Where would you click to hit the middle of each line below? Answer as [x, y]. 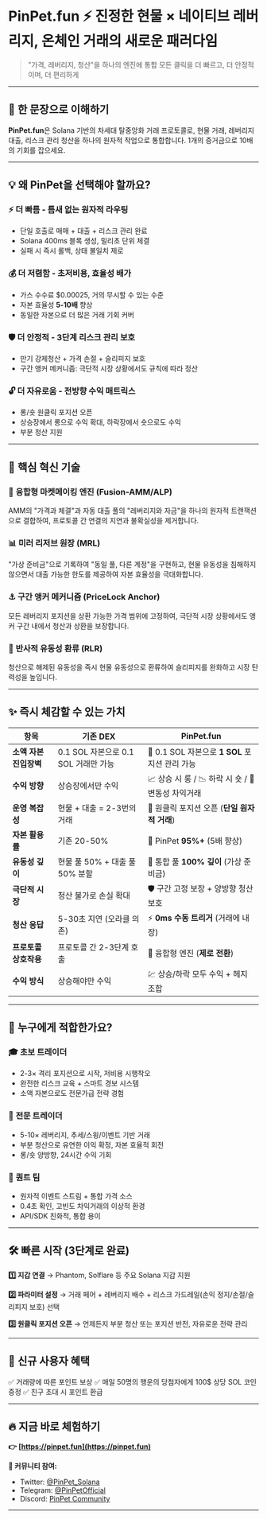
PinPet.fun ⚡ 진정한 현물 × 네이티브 [119, 16]
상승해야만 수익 [85, 981]
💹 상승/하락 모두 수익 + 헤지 [197, 973]
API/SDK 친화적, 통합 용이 [60, 1216]
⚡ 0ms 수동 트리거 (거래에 [194, 918]
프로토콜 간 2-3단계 [93, 947]
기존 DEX [99, 736]
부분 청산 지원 [41, 432]
